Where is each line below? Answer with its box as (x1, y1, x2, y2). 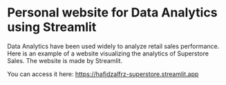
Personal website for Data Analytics (7, 5, 218, 21)
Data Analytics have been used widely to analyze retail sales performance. (7, 42, 220, 50)
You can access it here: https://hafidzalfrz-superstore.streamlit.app (7, 70, 199, 78)
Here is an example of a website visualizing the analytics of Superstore (7, 49, 209, 58)
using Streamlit (7, 19, 97, 35)
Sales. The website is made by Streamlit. (7, 56, 123, 64)
